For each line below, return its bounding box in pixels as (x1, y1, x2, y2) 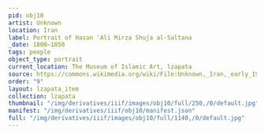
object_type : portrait (8, 56, 83, 64)
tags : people (8, 48, 51, 56)
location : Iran (8, 26, 58, 34)
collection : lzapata (8, 92, 77, 100)
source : (8, 70, 34, 78)
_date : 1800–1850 (8, 41, 65, 49)
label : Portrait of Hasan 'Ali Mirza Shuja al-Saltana (8, 33, 192, 42)
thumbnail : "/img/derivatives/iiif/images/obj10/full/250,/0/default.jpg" (8, 99, 259, 107)
